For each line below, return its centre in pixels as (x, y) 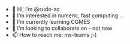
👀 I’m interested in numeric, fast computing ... (68, 15)
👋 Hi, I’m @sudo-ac (36, 9)
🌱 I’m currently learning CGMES (51, 22)
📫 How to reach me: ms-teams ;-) (54, 35)
